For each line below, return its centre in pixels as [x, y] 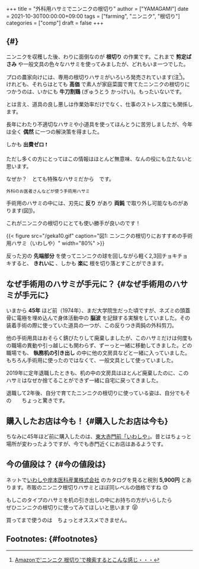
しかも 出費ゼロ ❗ [27, 144]
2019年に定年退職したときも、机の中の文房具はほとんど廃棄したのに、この [97, 373]
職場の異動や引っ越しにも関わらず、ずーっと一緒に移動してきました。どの [102, 345]
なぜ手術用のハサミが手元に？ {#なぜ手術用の [89, 284]
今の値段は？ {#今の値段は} [56, 465]
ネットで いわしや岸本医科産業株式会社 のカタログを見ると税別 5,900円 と [96, 480]
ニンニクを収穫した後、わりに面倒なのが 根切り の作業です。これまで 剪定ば [99, 56]
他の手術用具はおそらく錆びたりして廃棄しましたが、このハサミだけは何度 [97, 338]
